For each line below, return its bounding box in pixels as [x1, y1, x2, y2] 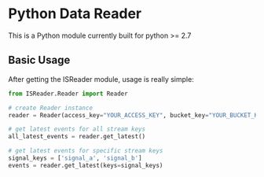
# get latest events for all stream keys [8, 125, 146, 134]
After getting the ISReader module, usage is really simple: [8, 74, 194, 83]
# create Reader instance [8, 104, 93, 112]
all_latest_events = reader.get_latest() [8, 133, 146, 141]
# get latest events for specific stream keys [8, 147, 163, 155]
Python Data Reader [8, 5, 142, 23]
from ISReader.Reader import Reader [8, 90, 128, 98]
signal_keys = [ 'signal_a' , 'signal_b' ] [8, 154, 143, 162]
